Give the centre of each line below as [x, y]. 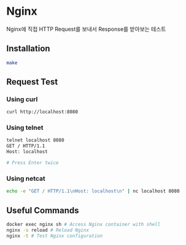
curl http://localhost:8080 [42, 112]
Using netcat [26, 178]
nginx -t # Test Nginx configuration [55, 236]
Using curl [22, 99]
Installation [28, 49]
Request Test [32, 82]
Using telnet [25, 128]
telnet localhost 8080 [35, 140]
